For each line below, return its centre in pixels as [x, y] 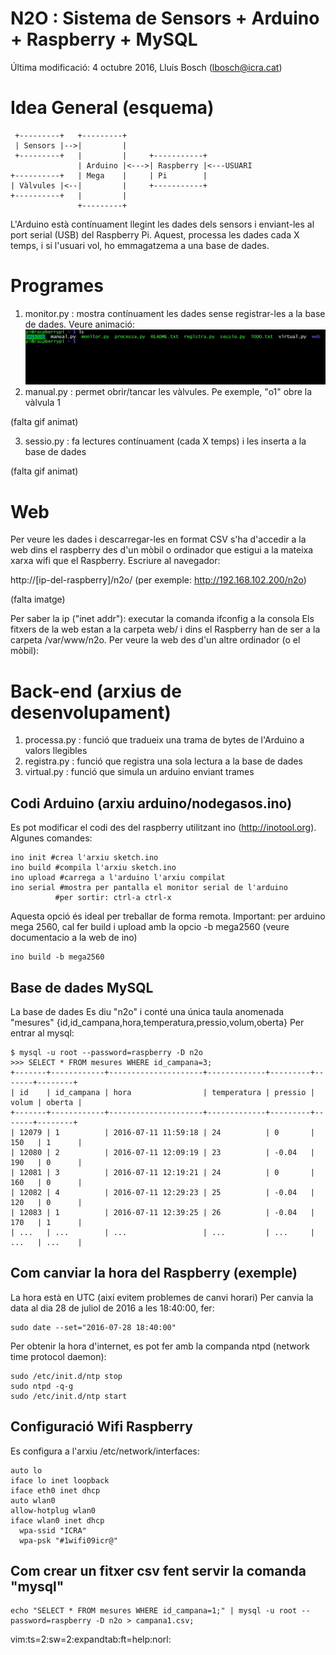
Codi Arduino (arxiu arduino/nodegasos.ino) [151, 803]
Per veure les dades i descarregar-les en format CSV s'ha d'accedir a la [158, 539]
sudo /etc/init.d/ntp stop [66, 1376]
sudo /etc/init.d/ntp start [69, 1396]
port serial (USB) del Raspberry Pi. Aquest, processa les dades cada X [155, 234]
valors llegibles [56, 751]
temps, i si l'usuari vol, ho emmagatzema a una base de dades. [140, 245]
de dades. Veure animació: [79, 324]
